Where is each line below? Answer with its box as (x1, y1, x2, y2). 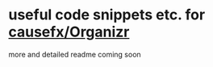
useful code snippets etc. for (8, 6, 206, 24)
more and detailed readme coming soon (8, 49, 141, 59)
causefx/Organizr (8, 23, 130, 41)
